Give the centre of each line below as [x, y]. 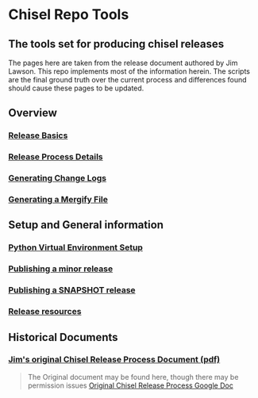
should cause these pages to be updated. [76, 88]
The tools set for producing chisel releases [116, 44]
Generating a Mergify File [58, 200]
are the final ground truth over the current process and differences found [128, 80]
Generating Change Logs [58, 178]
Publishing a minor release [61, 269]
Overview [33, 113]
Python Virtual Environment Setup [75, 247]
